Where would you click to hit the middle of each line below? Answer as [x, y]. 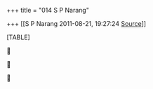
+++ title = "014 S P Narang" [48, 10]
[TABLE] [19, 37]
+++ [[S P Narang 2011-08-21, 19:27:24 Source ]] [76, 23]
